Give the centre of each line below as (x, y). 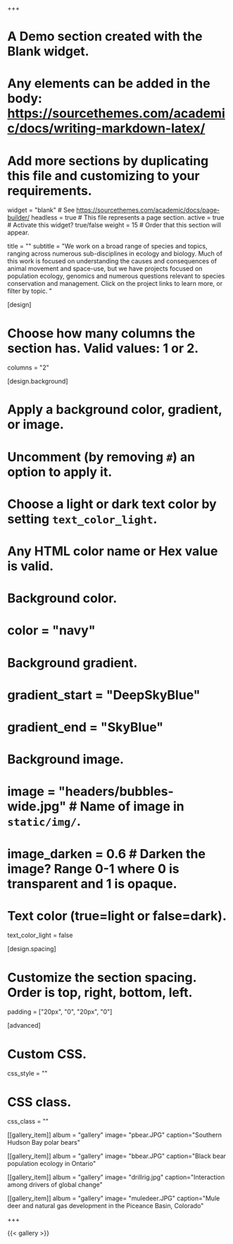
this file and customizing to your (103, 176)
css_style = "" (27, 1074)
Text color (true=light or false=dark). (117, 916)
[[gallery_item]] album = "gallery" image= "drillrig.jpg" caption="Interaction (116, 1177)
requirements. (50, 190)
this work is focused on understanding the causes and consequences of (112, 261)
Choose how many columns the (101, 333)
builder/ (19, 218)
